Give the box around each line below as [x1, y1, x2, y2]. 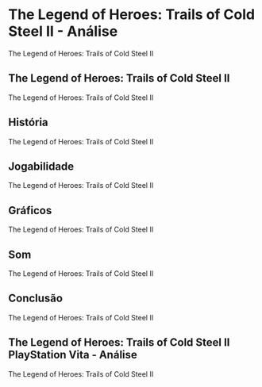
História [8, 116, 49, 129]
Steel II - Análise [8, 22, 118, 40]
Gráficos [8, 204, 52, 217]
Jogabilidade [8, 159, 75, 173]
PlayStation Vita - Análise [8, 348, 137, 362]
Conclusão [8, 292, 64, 305]
